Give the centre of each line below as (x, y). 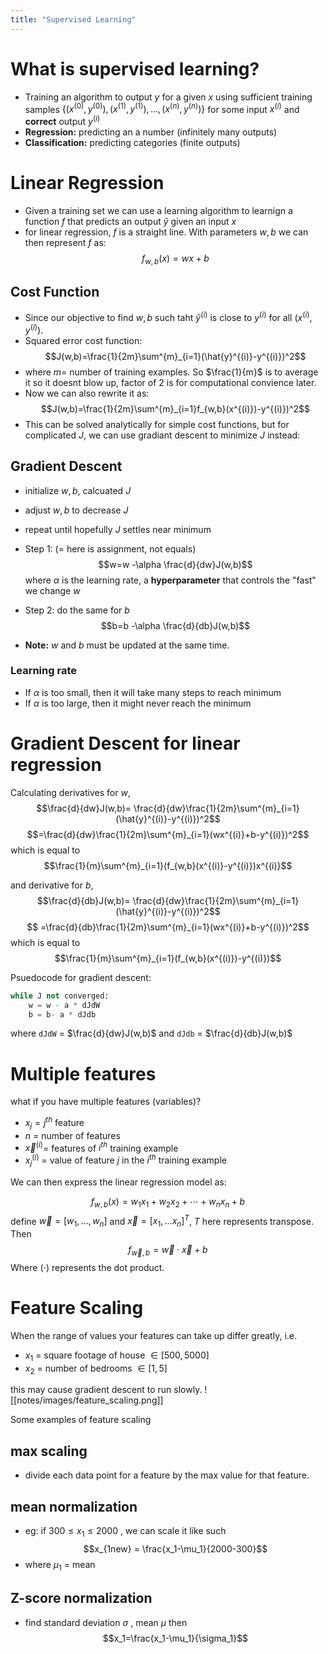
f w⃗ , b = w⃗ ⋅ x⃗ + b (168, 1251)
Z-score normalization (81, 1598)
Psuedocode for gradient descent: (81, 977)
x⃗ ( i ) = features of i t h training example (101, 1147)
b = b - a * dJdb (62, 1014)
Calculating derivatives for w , (70, 792)
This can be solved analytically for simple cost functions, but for (157, 424)
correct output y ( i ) (62, 120)
